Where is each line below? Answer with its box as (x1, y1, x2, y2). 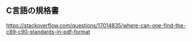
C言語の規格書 (6, 5, 59, 16)
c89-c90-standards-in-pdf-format (6, 28, 90, 35)
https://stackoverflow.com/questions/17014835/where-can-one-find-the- (6, 21, 186, 29)
